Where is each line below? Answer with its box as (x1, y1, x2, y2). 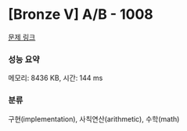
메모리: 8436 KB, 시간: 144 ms (8, 73, 103, 83)
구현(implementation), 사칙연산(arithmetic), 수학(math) (8, 114, 180, 123)
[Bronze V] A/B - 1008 (8, 5, 154, 24)
